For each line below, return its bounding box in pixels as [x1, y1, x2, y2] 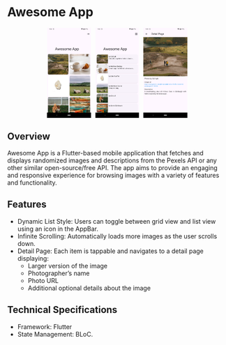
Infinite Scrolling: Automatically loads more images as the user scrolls [17, 231, 218, 240]
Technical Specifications [7, 304, 118, 316]
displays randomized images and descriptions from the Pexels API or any [7, 156, 218, 164]
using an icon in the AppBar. [17, 224, 99, 233]
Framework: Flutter [17, 322, 73, 331]
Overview [7, 130, 51, 142]
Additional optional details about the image [27, 284, 151, 292]
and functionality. [7, 178, 57, 187]
